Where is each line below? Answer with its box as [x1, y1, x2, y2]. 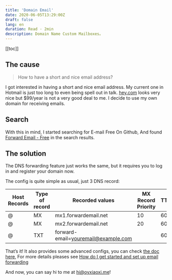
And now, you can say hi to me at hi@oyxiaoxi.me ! [5, 269, 111, 275]
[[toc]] [5, 46, 19, 51]
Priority [137, 203, 156, 211]
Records [8, 200, 29, 207]
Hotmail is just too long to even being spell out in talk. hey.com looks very [5, 89, 160, 96]
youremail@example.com [71, 235, 132, 242]
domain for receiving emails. [5, 100, 66, 106]
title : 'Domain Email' [5, 7, 54, 13]
